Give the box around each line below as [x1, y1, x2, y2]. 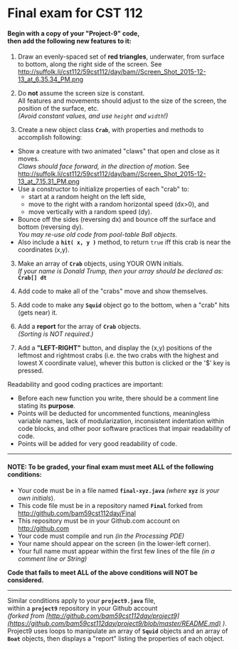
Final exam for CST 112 [7, 5, 144, 21]
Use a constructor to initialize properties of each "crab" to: [17, 185, 190, 193]
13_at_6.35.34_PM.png [17, 75, 84, 83]
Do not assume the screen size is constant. [17, 89, 145, 98]
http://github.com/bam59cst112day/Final [17, 509, 137, 517]
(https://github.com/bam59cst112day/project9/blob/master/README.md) [7, 619, 222, 627]
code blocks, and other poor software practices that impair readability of [17, 425, 231, 433]
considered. [7, 576, 44, 584]
